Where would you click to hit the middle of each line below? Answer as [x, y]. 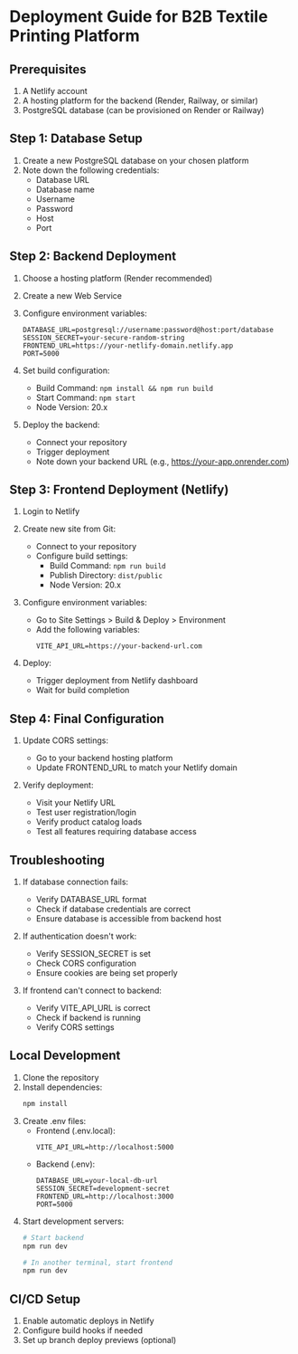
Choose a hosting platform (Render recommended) [117, 278]
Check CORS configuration [86, 963]
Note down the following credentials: [91, 170]
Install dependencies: [62, 1087]
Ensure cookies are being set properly [107, 973]
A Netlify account [55, 91]
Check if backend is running [88, 1018]
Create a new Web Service [72, 295]
